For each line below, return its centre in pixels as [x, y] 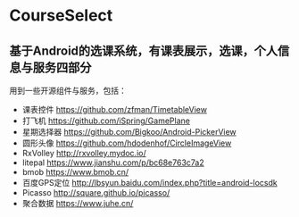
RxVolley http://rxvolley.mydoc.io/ [84, 153]
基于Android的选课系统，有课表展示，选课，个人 [144, 50]
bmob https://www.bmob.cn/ [75, 172]
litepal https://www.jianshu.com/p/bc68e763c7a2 [113, 163]
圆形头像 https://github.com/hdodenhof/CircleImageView [127, 143]
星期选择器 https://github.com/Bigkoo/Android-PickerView [129, 132]
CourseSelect [61, 16]
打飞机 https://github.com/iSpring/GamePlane [106, 121]
